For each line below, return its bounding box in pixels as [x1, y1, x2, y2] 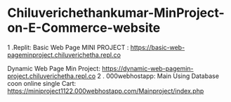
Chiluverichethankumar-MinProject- [7, 5, 225, 21]
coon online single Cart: [7, 79, 77, 87]
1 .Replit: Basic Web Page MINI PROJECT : [7, 43, 129, 51]
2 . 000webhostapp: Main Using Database [97, 72, 220, 80]
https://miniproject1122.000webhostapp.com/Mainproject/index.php [7, 87, 204, 95]
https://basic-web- [130, 43, 185, 51]
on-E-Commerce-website [7, 20, 161, 36]
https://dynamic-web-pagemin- [101, 64, 194, 72]
